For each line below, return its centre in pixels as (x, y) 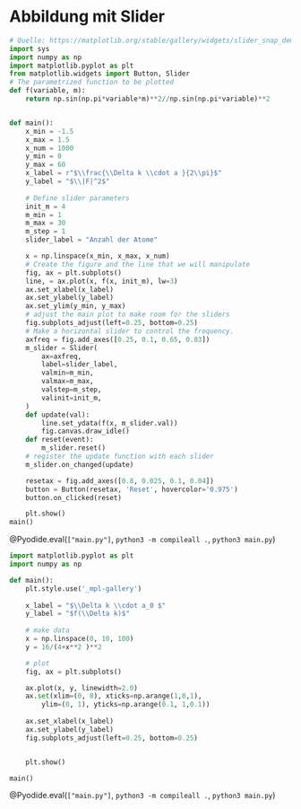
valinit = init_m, (72, 398)
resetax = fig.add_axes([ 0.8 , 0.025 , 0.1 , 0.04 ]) (120, 481)
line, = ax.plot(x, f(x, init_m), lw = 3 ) (102, 281)
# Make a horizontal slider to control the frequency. (130, 331)
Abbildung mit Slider (87, 17)
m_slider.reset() (73, 448)
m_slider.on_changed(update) (80, 464)
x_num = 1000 (50, 148)
